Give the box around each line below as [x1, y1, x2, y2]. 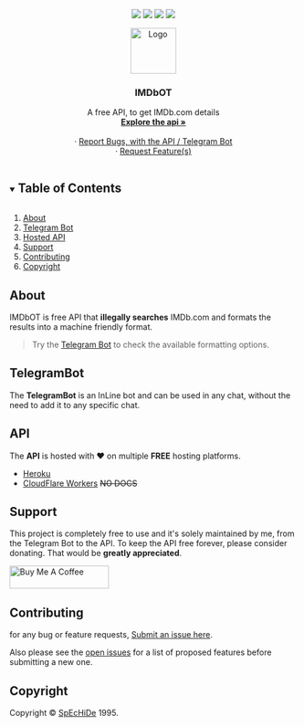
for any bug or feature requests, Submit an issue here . [9, 629, 213, 640]
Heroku [22, 468, 51, 479]
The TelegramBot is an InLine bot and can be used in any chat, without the [9, 389, 291, 401]
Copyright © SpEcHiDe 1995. [9, 707, 119, 718]
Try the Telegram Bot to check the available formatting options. [31, 339, 269, 350]
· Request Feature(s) [115, 146, 192, 157]
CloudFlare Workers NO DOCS [22, 478, 138, 489]
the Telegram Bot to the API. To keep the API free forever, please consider [9, 538, 288, 549]
